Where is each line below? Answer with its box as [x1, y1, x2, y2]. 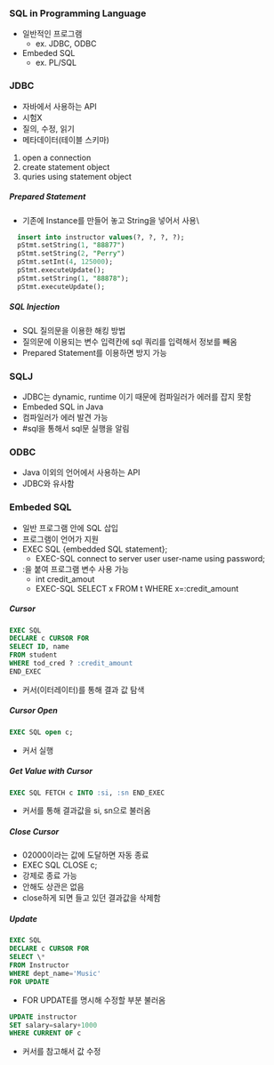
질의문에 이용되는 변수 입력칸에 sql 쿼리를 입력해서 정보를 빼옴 [21, 336, 238, 347]
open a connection [21, 152, 92, 163]
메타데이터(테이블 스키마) [21, 134, 109, 145]
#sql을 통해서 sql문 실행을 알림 [21, 423, 130, 433]
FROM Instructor [9, 961, 69, 970]
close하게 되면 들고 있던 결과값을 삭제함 [21, 892, 162, 903]
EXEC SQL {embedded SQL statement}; [21, 544, 168, 554]
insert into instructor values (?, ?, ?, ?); [17, 232, 185, 242]
